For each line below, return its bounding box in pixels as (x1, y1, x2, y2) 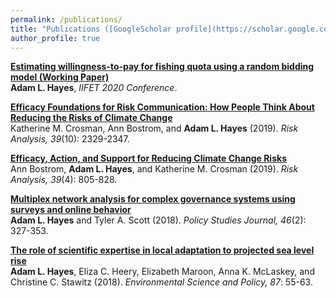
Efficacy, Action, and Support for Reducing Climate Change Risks (10, 152, 287, 165)
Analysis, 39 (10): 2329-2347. (10, 133, 130, 145)
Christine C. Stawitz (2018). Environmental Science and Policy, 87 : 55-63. (10, 276, 313, 288)
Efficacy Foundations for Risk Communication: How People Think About (10, 101, 315, 113)
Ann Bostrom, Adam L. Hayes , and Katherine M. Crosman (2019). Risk (10, 163, 299, 175)
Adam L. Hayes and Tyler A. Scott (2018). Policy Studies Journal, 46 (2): (10, 214, 307, 226)
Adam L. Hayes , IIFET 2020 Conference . (10, 82, 178, 94)
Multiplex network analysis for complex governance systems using (10, 193, 296, 205)
